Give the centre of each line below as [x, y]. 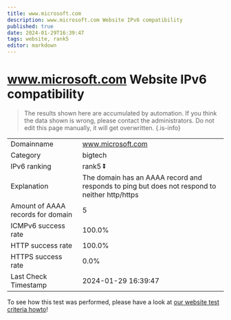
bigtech [95, 155]
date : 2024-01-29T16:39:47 [46, 33]
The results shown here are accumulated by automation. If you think [120, 113]
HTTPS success [36, 257]
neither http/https [110, 195]
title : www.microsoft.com [44, 13]
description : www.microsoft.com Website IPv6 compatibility [95, 20]
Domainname [32, 144]
